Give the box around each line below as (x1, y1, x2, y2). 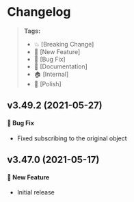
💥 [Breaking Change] (33, 40, 94, 48)
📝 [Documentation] (33, 62, 88, 71)
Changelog (7, 4, 71, 20)
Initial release (16, 188, 55, 197)
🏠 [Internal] (33, 70, 69, 78)
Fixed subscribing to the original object (16, 134, 128, 142)
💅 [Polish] (33, 79, 62, 88)
